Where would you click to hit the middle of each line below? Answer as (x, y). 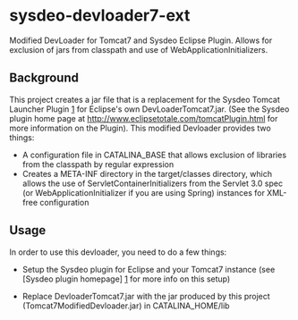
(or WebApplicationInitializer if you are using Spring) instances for (144, 192)
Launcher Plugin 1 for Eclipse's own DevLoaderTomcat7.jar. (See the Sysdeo (149, 109)
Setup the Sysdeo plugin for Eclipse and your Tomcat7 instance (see (149, 269)
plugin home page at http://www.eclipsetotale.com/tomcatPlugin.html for (144, 118)
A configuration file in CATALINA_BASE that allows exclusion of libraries (154, 155)
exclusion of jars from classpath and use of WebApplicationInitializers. (139, 49)
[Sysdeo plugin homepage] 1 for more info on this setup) (126, 279)
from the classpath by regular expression (98, 164)
